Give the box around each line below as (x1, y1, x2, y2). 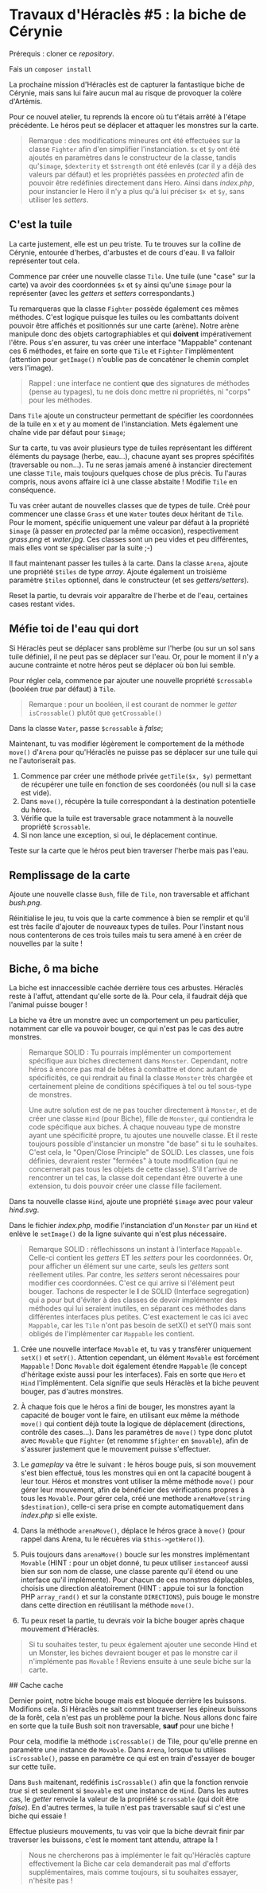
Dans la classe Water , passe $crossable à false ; (9, 723, 164, 733)
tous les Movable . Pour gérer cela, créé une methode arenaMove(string (20, 1494, 251, 1503)
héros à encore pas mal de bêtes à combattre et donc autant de (28, 1064, 238, 1075)
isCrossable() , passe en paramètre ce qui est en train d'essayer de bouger (9, 1754, 255, 1763)
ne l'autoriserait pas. (9, 756, 76, 765)
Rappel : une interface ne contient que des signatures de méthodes (28, 378, 250, 387)
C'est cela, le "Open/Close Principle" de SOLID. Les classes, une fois (28, 1148, 254, 1157)
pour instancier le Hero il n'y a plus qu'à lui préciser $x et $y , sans (28, 186, 245, 196)
